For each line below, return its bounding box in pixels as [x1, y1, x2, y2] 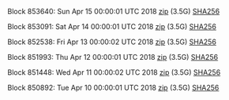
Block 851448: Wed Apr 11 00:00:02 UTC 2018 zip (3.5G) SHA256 [7, 68, 221, 77]
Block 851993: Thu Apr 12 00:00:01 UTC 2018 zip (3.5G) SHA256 [7, 53, 219, 61]
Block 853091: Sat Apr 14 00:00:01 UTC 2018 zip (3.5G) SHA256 [7, 22, 216, 31]
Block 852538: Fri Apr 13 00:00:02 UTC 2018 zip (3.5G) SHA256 [7, 37, 216, 46]
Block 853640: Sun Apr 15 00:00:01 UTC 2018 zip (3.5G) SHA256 [7, 7, 220, 16]
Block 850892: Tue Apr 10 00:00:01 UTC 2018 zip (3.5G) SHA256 [7, 83, 220, 92]
